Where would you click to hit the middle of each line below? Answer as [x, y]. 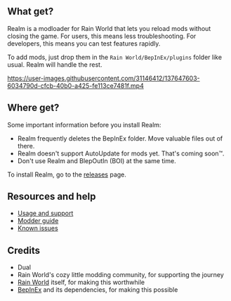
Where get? [33, 108]
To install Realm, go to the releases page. [67, 174]
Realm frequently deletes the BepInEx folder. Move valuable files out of [120, 138]
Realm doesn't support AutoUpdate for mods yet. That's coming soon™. [121, 153]
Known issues [38, 229]
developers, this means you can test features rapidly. [84, 43]
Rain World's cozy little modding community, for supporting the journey [121, 275]
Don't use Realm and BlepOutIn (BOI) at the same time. [97, 160]
